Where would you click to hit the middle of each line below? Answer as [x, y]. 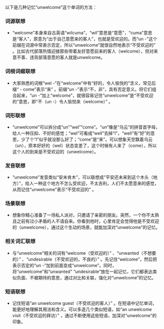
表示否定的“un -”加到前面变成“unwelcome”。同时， [64, 265]
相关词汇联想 [20, 241]
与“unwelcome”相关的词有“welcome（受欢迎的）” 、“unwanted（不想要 [84, 253]
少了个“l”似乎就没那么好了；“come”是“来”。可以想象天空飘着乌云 [87, 139]
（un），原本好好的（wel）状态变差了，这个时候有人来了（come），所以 [84, 145]
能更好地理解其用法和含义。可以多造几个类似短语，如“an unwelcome [82, 309]
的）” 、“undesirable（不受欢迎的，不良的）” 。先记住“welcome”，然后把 [85, 259]
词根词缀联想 [20, 71]
